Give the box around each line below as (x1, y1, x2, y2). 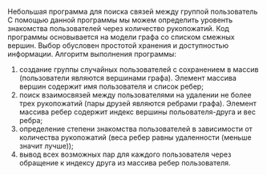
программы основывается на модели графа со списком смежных (7, 32, 235, 42)
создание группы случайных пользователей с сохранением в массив (18, 65, 259, 74)
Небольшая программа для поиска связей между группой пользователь (7, 7, 258, 16)
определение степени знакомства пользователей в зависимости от (18, 124, 253, 133)
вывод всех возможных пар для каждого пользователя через (18, 149, 232, 159)
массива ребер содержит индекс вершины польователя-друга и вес (18, 107, 256, 117)
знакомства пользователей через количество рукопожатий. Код (7, 24, 229, 33)
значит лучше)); (18, 141, 74, 150)
